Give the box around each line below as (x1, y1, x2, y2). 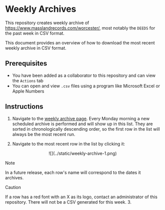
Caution (5, 184, 21, 190)
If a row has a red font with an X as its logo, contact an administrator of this (5, 194, 158, 200)
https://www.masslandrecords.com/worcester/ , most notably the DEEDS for (5, 25, 155, 31)
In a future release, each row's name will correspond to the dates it (5, 169, 141, 175)
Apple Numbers (12, 88, 44, 94)
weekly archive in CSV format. (5, 45, 66, 51)
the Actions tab (12, 77, 43, 83)
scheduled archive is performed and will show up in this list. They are (12, 121, 153, 127)
